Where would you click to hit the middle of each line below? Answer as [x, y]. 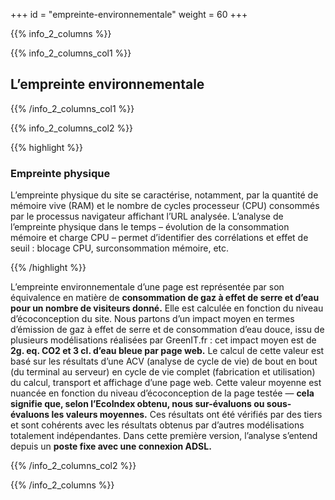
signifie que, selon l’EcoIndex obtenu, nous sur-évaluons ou [137, 404]
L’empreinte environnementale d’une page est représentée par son [147, 287]
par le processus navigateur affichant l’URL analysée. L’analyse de [147, 216]
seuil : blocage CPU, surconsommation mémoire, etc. [120, 248]
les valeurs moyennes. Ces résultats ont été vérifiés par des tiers [187, 415]
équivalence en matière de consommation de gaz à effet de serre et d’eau [165, 298]
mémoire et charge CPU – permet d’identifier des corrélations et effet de [159, 238]
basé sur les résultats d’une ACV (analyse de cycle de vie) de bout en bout [164, 361]
